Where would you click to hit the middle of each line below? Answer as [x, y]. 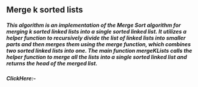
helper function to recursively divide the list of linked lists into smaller [96, 38]
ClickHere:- [21, 79]
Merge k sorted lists [45, 10]
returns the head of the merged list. [52, 63]
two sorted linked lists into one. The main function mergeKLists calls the [99, 50]
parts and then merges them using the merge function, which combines [99, 44]
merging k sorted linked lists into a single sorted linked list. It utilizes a [96, 31]
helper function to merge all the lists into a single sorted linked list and [97, 57]
